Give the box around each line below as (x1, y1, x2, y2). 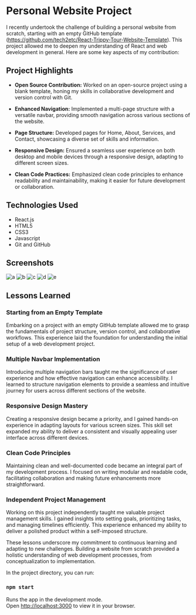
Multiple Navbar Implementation (6, 355, 101, 363)
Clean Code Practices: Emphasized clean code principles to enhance (14, 171, 184, 178)
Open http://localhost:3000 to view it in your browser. (6, 602, 136, 609)
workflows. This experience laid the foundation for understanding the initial (6, 334, 188, 341)
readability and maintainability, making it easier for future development (14, 177, 186, 184)
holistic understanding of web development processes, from (6, 551, 152, 559)
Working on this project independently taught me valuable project (6, 509, 165, 516)
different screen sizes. (14, 159, 69, 166)
